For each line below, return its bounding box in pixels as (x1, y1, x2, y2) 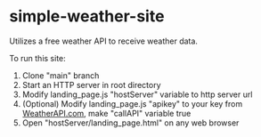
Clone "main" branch (21, 69, 100, 81)
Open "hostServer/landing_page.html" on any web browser (21, 117, 240, 128)
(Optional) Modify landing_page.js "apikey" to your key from (21, 98, 243, 109)
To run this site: (9, 52, 67, 63)
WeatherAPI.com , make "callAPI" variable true (21, 108, 192, 118)
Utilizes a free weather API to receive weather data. (9, 36, 199, 46)
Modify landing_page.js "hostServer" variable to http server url (21, 89, 253, 100)
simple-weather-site (9, 6, 165, 27)
